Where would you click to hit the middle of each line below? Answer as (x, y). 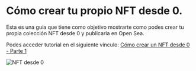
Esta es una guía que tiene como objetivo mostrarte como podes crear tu (95, 27)
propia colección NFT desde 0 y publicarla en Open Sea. (75, 33)
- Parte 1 (16, 50)
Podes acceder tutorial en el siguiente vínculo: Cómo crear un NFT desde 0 (98, 45)
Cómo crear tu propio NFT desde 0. (94, 11)
